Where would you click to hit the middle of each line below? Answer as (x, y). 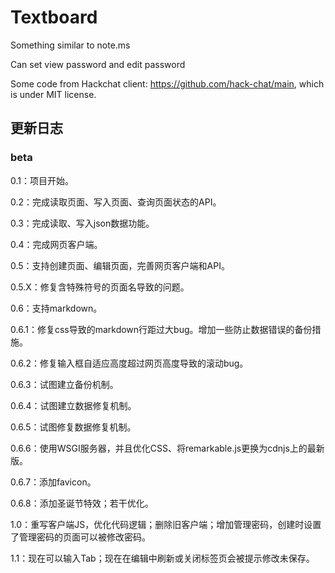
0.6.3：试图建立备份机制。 (64, 384)
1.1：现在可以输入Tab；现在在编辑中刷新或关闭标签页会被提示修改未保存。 (162, 558)
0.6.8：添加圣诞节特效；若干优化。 (82, 503)
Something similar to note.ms (70, 45)
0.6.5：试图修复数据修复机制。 (73, 427)
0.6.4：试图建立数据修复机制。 (73, 405)
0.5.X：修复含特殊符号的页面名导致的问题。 (100, 287)
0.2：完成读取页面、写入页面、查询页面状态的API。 (116, 202)
